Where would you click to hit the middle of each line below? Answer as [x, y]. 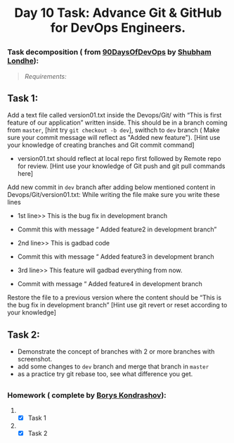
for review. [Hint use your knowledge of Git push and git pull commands [122, 166]
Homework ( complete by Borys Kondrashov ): [87, 395]
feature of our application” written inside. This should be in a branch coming [117, 123]
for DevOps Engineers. [118, 28]
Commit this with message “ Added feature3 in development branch [116, 257]
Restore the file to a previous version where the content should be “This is [115, 297]
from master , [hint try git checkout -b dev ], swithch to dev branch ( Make [113, 130]
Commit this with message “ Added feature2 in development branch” [117, 229]
